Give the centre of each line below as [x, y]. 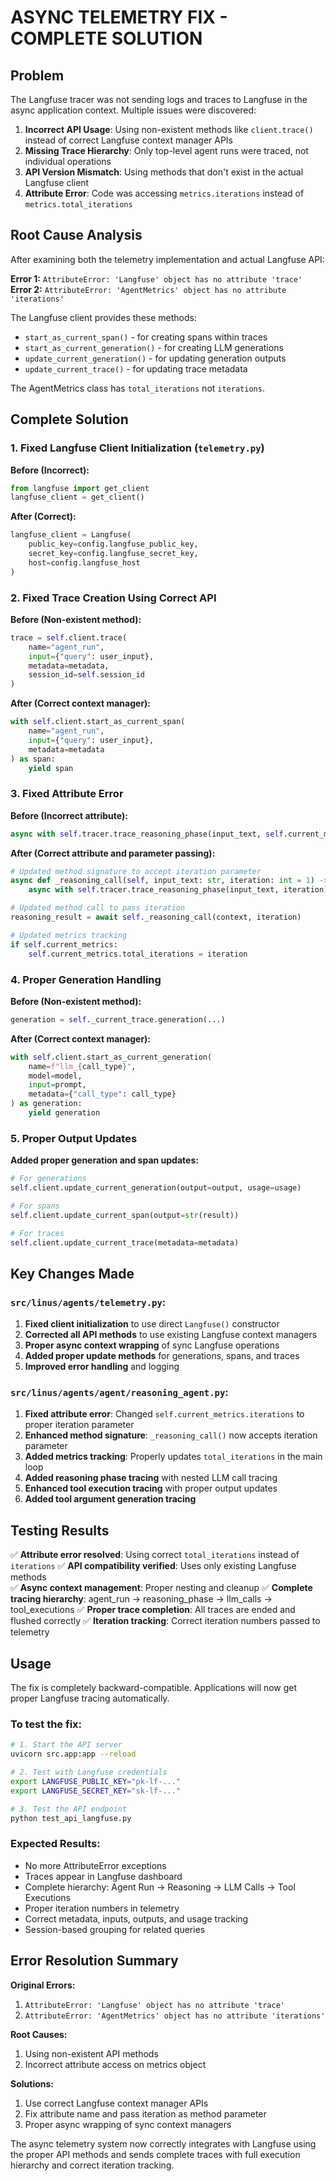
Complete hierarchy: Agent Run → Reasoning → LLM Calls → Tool [160, 1887]
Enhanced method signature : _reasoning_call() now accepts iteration [171, 1435]
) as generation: [46, 1104]
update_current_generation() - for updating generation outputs [155, 358]
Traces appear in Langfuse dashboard [103, 1876]
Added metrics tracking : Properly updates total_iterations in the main [173, 1457]
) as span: [33, 759]
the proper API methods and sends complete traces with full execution [155, 2154]
